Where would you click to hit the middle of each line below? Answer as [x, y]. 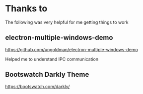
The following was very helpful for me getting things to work [67, 22]
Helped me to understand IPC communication [52, 59]
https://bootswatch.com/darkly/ [37, 86]
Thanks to [26, 9]
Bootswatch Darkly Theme [47, 75]
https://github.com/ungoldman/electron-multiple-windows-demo [71, 49]
